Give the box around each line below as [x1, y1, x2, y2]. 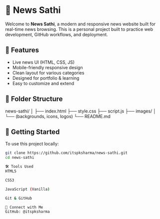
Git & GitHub [5, 196, 32, 201]
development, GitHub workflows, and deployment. [5, 31, 108, 37]
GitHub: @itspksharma [5, 209, 50, 215]
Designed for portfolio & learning [12, 75, 80, 81]
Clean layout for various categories [12, 70, 84, 76]
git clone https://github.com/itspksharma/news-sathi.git [5, 150, 128, 156]
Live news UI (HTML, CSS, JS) [12, 59, 75, 65]
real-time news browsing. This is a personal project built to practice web [5, 26, 153, 32]
